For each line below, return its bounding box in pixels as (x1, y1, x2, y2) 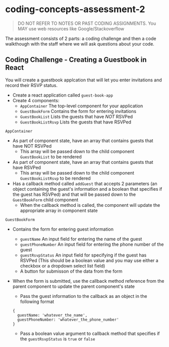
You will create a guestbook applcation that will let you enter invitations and (5, 77, 162, 83)
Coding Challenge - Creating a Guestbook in (5, 56, 147, 64)
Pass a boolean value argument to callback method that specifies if (20, 330, 160, 336)
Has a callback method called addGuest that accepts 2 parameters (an (12, 181, 157, 187)
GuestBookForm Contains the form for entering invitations (20, 108, 137, 114)
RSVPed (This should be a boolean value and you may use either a (20, 257, 159, 264)
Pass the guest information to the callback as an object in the (20, 293, 147, 299)
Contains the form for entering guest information (12, 226, 114, 232)
